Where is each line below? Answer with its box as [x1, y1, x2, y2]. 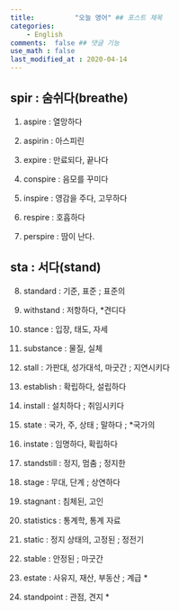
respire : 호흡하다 [22, 211, 85, 222]
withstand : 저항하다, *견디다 [22, 304, 127, 315]
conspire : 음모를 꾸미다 [22, 173, 109, 184]
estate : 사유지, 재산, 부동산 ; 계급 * [22, 572, 148, 583]
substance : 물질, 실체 [22, 343, 103, 354]
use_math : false [10, 47, 76, 56]
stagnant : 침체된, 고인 [22, 496, 104, 507]
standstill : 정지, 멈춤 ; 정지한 [22, 457, 126, 468]
